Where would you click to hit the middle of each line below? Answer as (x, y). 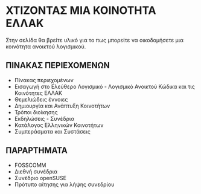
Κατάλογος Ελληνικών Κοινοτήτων (59, 125)
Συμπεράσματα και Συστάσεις (53, 131)
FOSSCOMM (30, 165)
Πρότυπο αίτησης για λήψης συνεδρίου (64, 184)
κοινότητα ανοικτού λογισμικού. (46, 47)
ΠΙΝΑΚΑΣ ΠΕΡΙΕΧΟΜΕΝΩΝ (58, 66)
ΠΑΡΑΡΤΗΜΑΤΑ (37, 151)
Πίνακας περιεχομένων (44, 80)
